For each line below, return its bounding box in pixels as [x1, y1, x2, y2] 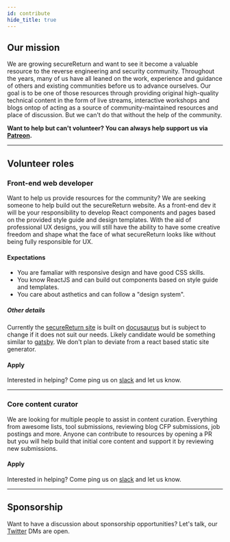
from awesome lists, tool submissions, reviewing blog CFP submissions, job [7, 422, 220, 430]
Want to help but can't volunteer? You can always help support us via [7, 124, 208, 132]
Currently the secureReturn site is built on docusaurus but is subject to [7, 323, 207, 332]
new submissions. [7, 444, 58, 452]
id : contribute [7, 10, 51, 17]
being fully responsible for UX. [7, 238, 94, 245]
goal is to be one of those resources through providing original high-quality [7, 89, 219, 97]
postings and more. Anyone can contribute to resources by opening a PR [7, 430, 212, 438]
